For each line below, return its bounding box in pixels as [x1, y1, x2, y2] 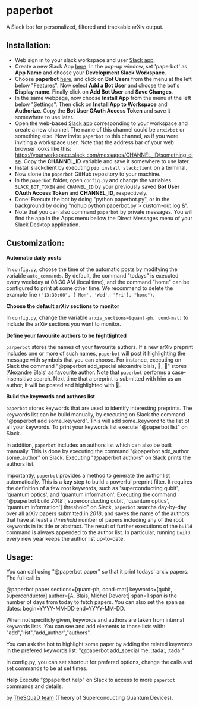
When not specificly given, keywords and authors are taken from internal [6, 616, 184, 624]
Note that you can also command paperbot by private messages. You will [14, 208, 193, 215]
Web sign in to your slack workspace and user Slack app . [14, 56, 156, 63]
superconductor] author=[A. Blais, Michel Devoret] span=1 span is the [6, 592, 177, 599]
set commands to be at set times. [6, 665, 88, 672]
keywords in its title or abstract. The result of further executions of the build [6, 522, 193, 530]
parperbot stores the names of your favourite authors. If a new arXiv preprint [6, 343, 194, 350]
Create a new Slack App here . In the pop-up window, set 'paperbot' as [14, 63, 188, 70]
